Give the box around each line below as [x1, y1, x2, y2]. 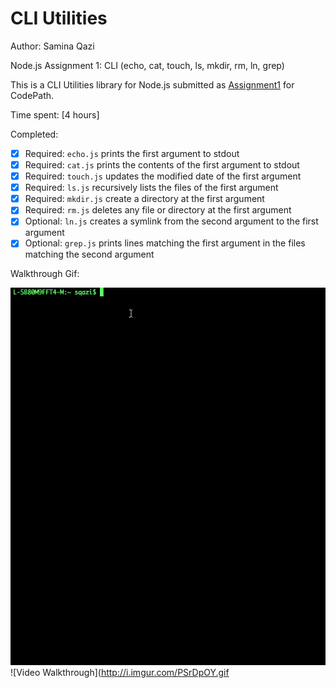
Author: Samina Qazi [10, 40, 95, 52]
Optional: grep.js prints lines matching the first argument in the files [24, 237, 306, 249]
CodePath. [10, 89, 55, 101]
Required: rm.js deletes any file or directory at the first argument [24, 204, 292, 216]
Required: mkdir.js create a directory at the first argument [24, 193, 265, 205]
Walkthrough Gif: [10, 268, 80, 280]
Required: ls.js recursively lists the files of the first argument [24, 182, 279, 194]
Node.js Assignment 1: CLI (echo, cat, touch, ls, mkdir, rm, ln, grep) [10, 59, 285, 71]
